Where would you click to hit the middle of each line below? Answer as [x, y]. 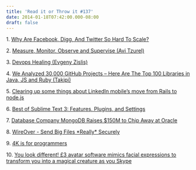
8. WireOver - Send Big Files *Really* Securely [63, 132]
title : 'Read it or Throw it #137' [50, 12]
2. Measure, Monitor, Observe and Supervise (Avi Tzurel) [75, 51]
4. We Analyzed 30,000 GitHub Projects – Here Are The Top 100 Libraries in [98, 74]
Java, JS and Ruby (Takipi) [39, 80]
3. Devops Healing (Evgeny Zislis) [47, 62]
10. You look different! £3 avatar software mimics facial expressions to [91, 155]
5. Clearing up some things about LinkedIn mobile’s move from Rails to [92, 91]
